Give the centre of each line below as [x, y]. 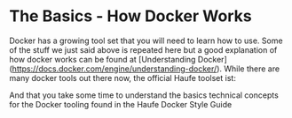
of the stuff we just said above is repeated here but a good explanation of [143, 49]
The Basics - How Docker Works [130, 16]
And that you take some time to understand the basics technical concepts [144, 95]
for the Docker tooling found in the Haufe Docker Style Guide [121, 104]
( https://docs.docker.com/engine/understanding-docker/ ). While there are [145, 69]
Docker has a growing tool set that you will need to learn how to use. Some [146, 41]
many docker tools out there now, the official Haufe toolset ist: [123, 77]
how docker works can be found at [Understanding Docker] [118, 59]
